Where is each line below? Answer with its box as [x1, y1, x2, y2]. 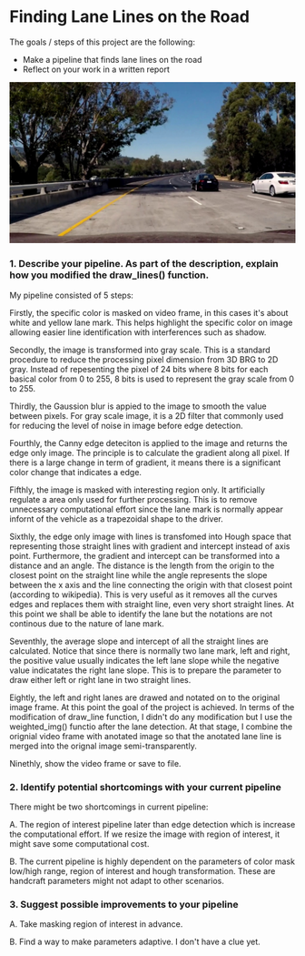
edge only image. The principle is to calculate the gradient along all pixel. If [9, 447, 290, 458]
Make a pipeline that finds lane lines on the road [22, 54, 202, 65]
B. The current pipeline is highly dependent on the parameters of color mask [9, 856, 295, 867]
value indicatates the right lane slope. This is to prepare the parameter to [9, 665, 281, 676]
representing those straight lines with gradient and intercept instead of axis [9, 540, 290, 552]
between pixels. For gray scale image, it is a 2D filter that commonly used [9, 410, 284, 421]
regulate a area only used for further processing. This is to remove [9, 493, 258, 504]
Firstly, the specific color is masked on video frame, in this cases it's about [9, 307, 289, 318]
